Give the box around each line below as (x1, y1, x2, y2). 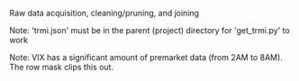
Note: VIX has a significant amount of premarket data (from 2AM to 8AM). (9, 52, 284, 62)
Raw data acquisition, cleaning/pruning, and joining (9, 8, 200, 18)
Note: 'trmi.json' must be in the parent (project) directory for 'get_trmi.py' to (9, 25, 290, 35)
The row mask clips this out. (9, 62, 114, 72)
